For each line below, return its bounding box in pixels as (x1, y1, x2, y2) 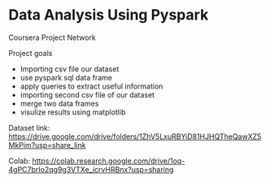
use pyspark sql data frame (20, 72, 112, 82)
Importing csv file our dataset (20, 63, 120, 74)
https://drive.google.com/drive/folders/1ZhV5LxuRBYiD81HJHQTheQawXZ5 (8, 132, 262, 141)
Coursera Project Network (8, 32, 96, 42)
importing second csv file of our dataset (20, 89, 155, 99)
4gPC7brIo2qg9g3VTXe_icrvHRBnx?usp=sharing (8, 164, 174, 174)
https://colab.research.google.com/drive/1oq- (32, 156, 185, 166)
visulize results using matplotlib (20, 107, 126, 117)
